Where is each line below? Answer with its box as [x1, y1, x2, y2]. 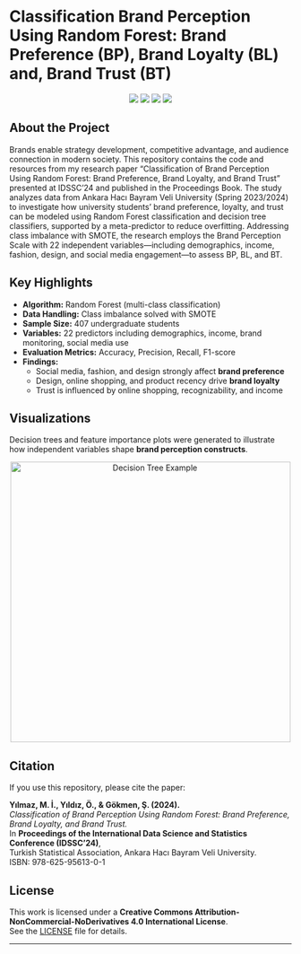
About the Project [9, 120, 110, 136]
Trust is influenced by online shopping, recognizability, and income [35, 384, 284, 396]
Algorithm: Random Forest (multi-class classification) [21, 299, 221, 310]
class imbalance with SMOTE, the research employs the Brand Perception [9, 230, 281, 241]
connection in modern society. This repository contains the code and [9, 153, 264, 164]
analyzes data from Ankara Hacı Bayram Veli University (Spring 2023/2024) [9, 191, 289, 203]
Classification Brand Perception [9, 6, 251, 27]
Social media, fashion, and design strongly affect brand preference [35, 365, 285, 376]
